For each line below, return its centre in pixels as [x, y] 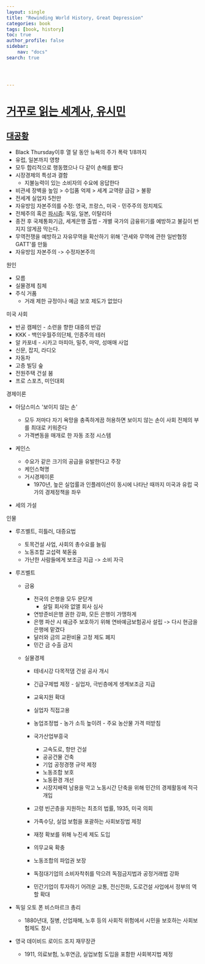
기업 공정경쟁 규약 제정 [69, 764]
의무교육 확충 [49, 847]
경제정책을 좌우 [63, 492]
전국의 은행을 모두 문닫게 [63, 599]
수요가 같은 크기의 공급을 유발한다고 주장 [73, 461]
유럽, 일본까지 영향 [37, 160]
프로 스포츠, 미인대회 [40, 381]
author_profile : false [35, 41]
